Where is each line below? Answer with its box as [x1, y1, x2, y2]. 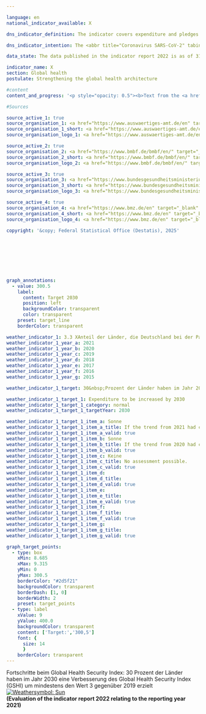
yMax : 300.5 [17, 572, 48, 578]
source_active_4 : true [6, 199, 64, 205]
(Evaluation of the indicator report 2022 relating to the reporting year [6, 695, 186, 702]
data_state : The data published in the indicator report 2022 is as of [6, 53, 193, 60]
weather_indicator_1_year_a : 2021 [6, 340, 95, 346]
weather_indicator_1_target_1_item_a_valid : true [6, 430, 136, 436]
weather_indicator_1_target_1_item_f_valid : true [6, 516, 136, 522]
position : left [22, 300, 62, 307]
